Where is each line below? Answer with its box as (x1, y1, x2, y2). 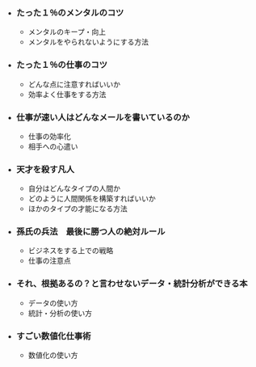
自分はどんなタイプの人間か (27, 183, 121, 193)
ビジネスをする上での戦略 (27, 246, 114, 255)
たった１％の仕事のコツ (15, 59, 107, 70)
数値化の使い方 (27, 350, 78, 361)
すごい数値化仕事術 (15, 330, 91, 341)
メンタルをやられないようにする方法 (27, 37, 149, 47)
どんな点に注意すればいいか (27, 79, 121, 89)
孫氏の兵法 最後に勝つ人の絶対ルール (15, 226, 166, 238)
